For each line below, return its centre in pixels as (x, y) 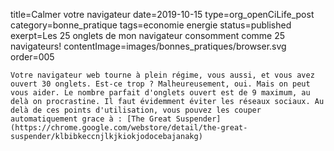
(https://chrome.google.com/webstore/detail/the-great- (129, 128)
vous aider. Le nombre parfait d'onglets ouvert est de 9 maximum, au (160, 93)
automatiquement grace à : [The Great (91, 119)
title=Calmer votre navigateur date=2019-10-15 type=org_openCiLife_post (162, 14)
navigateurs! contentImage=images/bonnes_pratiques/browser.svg (148, 46)
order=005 (32, 57)
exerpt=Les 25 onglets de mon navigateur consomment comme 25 (148, 35)
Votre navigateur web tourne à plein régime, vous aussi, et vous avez (162, 75)
